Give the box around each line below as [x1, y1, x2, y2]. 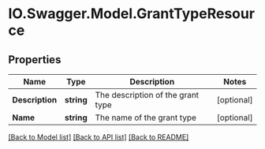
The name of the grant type [95, 112, 197, 123]
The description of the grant [95, 90, 200, 100]
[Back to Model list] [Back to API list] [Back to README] [8, 132, 189, 142]
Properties [8, 53, 62, 66]
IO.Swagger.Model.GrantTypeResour [8, 5, 255, 23]
